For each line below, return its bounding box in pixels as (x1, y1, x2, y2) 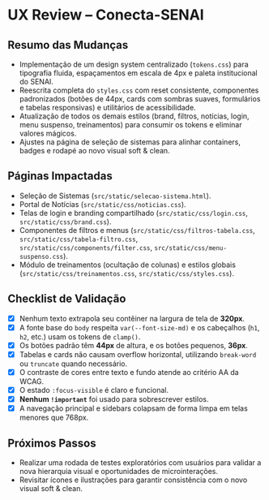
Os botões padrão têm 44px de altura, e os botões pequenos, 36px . (19, 340, 248, 350)
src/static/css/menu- (154, 244, 228, 252)
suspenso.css (19, 252, 64, 261)
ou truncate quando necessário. (19, 359, 127, 369)
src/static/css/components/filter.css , (19, 242, 153, 252)
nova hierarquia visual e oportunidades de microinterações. (19, 466, 219, 476)
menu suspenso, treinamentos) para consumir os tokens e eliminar (19, 120, 242, 129)
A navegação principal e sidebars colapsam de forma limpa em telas (19, 403, 248, 413)
